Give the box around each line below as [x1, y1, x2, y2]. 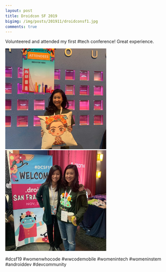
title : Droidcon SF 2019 [5, 13, 58, 19]
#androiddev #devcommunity [5, 261, 67, 267]
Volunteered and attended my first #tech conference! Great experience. [5, 38, 154, 45]
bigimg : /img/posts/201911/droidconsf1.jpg [5, 19, 98, 24]
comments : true [5, 24, 37, 29]
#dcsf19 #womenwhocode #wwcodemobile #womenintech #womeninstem [5, 256, 161, 262]
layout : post [5, 8, 33, 13]
